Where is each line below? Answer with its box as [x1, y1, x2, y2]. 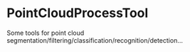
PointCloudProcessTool [6, 5, 149, 21]
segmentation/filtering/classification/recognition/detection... [6, 36, 183, 44]
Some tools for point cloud [6, 28, 85, 37]
